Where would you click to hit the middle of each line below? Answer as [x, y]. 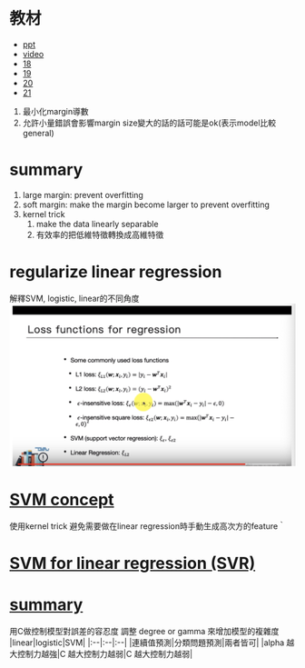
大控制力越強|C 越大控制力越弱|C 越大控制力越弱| [101, 653]
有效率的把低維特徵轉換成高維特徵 [100, 234]
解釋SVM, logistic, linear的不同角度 [74, 298]
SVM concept [62, 499]
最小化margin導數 [55, 111]
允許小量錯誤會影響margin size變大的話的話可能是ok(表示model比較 [149, 123]
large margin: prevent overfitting [83, 194]
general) [38, 133]
